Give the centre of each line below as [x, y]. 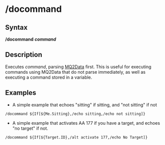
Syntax [16, 27]
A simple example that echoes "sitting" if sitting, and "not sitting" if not [85, 104]
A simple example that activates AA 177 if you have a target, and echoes [86, 123]
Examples [21, 93]
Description [24, 55]
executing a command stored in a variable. [49, 77]
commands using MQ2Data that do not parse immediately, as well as [75, 72]
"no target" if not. [30, 128]
